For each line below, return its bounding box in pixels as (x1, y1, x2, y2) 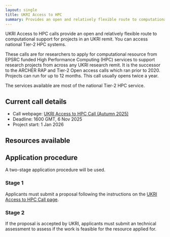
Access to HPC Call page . (5, 196, 59, 203)
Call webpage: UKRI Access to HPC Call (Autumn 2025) (12, 111, 129, 117)
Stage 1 (5, 179, 24, 186)
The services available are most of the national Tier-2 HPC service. (5, 83, 145, 89)
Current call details (5, 97, 67, 106)
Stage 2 (5, 209, 25, 216)
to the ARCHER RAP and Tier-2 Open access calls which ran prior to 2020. (5, 67, 160, 73)
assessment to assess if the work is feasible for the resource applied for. (5, 226, 157, 232)
